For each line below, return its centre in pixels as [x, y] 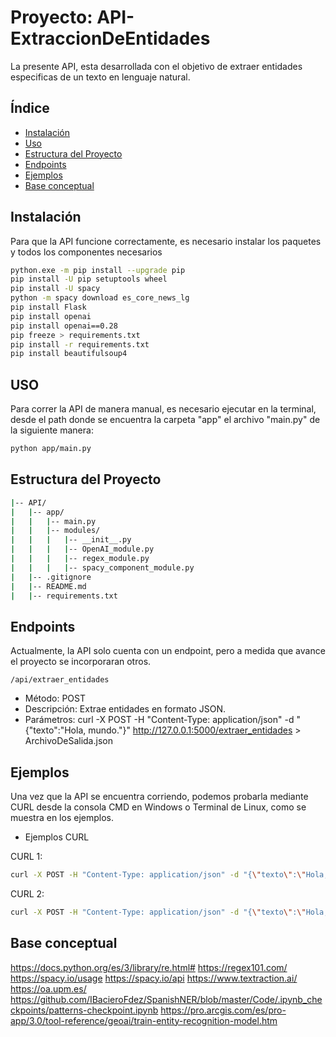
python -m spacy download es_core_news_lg [100, 298]
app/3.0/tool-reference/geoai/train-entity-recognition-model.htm [144, 1020]
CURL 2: [27, 893]
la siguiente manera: [52, 430]
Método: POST [55, 698]
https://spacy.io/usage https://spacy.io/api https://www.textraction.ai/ [154, 978]
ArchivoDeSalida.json [68, 741]
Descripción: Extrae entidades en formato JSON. [125, 709]
